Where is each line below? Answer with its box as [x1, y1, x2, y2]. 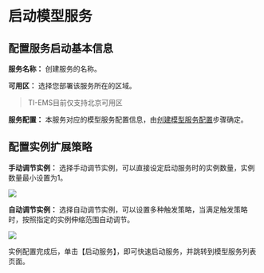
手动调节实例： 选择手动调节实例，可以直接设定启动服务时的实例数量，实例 [8, 162, 255, 172]
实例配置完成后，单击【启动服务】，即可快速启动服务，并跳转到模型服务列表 [8, 246, 257, 255]
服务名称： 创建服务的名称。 [8, 64, 101, 73]
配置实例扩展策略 [8, 140, 93, 154]
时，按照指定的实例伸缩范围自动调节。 [8, 214, 134, 224]
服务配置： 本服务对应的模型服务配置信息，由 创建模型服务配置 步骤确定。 [8, 115, 248, 124]
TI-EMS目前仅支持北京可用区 [27, 98, 124, 107]
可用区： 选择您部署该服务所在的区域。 [8, 81, 136, 90]
